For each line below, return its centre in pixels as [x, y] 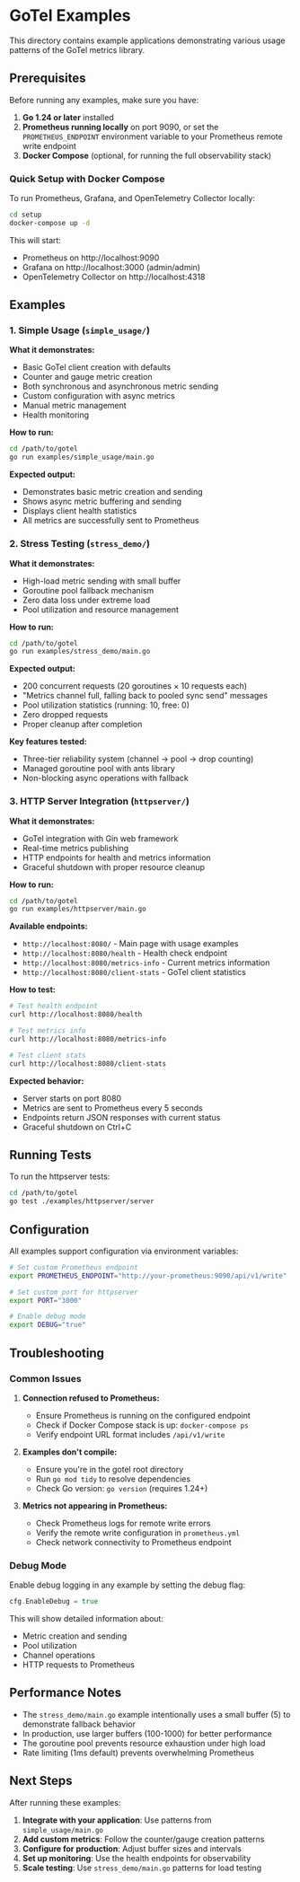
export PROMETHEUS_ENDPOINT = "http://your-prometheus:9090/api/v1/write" [148, 1276]
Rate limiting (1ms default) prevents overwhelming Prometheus [138, 1753]
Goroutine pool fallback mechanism [88, 590]
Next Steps [41, 1781]
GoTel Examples [71, 16]
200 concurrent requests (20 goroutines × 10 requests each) [135, 686]
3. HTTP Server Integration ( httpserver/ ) [100, 802]
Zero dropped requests [65, 715]
